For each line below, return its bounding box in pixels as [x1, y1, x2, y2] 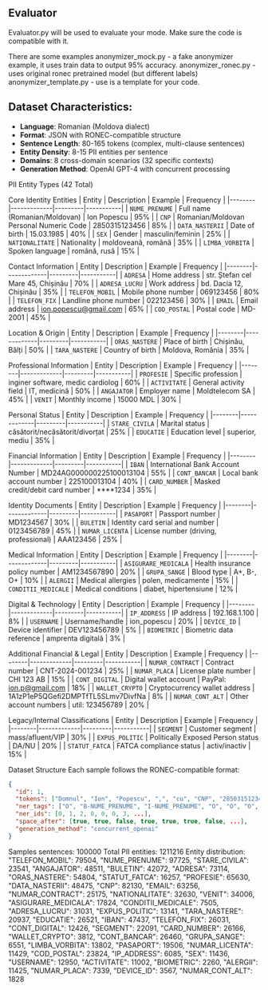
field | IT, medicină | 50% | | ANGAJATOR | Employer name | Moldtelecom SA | [8, 385, 255, 395]
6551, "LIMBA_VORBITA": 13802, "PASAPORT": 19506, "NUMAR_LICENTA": [8, 940, 254, 950]
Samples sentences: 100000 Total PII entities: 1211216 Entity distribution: [8, 847, 246, 856]
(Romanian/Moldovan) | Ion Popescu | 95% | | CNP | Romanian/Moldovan [8, 212, 245, 222]
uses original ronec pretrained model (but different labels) [8, 68, 198, 78]
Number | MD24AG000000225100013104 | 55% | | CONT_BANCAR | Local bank [8, 468, 259, 477]
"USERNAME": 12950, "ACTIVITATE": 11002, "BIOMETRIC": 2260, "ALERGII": [8, 957, 258, 967]
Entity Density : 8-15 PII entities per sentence [19, 147, 168, 157]
